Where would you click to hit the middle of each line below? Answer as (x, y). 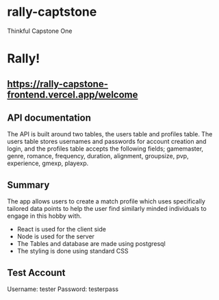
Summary (28, 185)
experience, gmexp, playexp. (48, 163)
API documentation (49, 117)
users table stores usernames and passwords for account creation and (107, 142)
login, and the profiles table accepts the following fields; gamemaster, (105, 149)
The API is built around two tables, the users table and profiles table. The (110, 134)
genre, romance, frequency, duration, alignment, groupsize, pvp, (98, 156)
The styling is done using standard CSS (73, 251)
